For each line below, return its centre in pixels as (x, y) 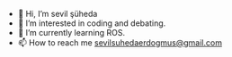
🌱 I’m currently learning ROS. (71, 33)
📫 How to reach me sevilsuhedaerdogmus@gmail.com (120, 43)
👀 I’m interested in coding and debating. (92, 23)
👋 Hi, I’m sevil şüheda (58, 14)
